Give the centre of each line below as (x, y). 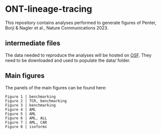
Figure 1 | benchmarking (30, 97)
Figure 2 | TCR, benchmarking (36, 101)
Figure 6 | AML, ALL (26, 118)
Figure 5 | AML (21, 114)
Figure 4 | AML (21, 109)
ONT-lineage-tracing (49, 9)
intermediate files (33, 43)
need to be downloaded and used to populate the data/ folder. (68, 60)
